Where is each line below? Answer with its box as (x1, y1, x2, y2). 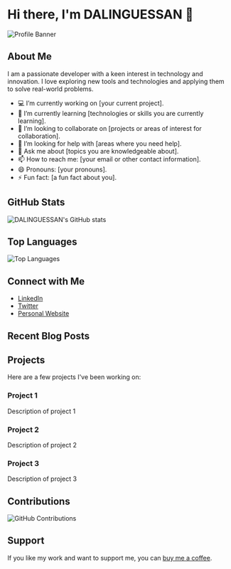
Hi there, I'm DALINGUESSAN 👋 (7, 6, 194, 23)
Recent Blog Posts (7, 330, 90, 342)
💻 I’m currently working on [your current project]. (17, 99, 164, 107)
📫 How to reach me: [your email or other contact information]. (17, 154, 201, 163)
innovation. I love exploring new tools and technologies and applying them (7, 77, 225, 85)
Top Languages (7, 235, 77, 248)
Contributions (7, 495, 70, 507)
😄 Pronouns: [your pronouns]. (17, 165, 107, 174)
